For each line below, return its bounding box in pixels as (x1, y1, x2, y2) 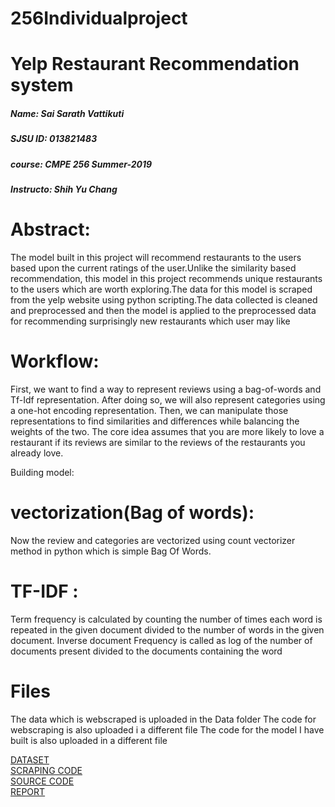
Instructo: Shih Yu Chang (10, 183, 118, 196)
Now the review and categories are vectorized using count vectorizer (10, 534, 296, 546)
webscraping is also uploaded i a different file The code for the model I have (10, 723, 325, 736)
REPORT (10, 785, 46, 797)
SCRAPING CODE (10, 764, 83, 776)
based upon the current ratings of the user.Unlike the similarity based (10, 262, 297, 274)
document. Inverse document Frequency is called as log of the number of (10, 634, 313, 646)
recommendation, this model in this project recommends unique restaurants (10, 273, 323, 285)
